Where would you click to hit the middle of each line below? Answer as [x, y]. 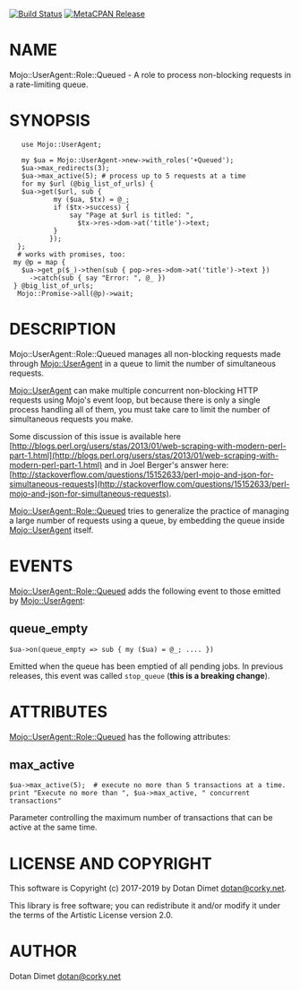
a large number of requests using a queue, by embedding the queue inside [147, 520]
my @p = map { [39, 262]
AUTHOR [43, 951]
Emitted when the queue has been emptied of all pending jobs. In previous [146, 666]
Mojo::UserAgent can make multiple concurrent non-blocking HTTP [134, 390]
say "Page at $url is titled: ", [132, 215]
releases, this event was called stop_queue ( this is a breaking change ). [140, 675]
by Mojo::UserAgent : [47, 600]
